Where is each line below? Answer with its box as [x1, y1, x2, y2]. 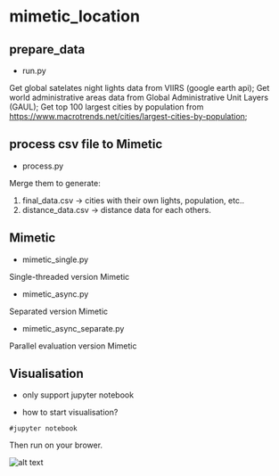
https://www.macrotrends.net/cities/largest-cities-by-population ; [9, 111, 248, 121]
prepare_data [9, 42, 86, 57]
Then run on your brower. [9, 439, 103, 451]
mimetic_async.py [21, 288, 89, 300]
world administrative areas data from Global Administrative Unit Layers [9, 92, 269, 103]
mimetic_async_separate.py [21, 323, 125, 333]
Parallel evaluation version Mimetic [9, 341, 137, 351]
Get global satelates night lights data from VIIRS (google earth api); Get [9, 83, 270, 93]
